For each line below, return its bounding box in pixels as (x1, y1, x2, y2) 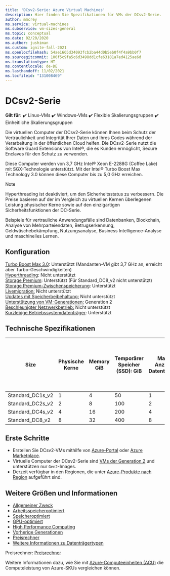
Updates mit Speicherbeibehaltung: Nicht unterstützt (5, 293, 115, 299)
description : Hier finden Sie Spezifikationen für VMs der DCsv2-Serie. (5, 12, 162, 17)
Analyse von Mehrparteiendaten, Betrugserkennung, (5, 222, 115, 228)
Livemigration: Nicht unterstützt (5, 288, 71, 294)
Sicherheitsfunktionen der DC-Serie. (5, 207, 81, 213)
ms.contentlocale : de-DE (5, 64, 58, 69)
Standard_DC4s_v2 (8, 408, 54, 416)
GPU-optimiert (12, 518, 43, 524)
